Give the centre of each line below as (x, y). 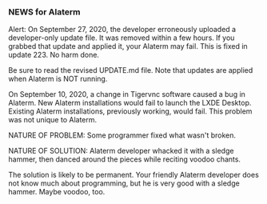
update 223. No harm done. (54, 55)
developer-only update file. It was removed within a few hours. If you (122, 38)
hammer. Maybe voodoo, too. (57, 192)
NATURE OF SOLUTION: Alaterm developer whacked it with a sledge (121, 151)
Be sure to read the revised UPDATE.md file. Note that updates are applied (131, 70)
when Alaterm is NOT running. (58, 79)
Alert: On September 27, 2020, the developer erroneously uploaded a (122, 30)
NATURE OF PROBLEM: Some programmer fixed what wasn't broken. (122, 135)
